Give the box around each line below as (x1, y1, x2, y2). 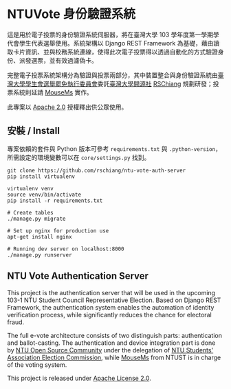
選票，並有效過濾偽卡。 (30, 56, 98, 64)
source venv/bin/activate (7, 191, 81, 198)
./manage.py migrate (7, 215, 67, 222)
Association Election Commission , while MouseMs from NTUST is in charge (7, 353, 221, 361)
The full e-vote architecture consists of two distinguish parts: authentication (7, 331, 222, 339)
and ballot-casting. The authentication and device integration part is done (7, 339, 216, 347)
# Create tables (7, 209, 54, 216)
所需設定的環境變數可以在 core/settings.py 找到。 (7, 153, 151, 161)
